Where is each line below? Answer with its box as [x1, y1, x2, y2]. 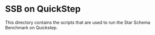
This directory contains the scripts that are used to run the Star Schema [5, 19, 151, 25]
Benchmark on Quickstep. [5, 24, 58, 30]
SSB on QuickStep [5, 3, 81, 15]
